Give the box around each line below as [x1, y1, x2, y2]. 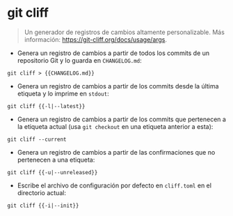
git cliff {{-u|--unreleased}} [7, 169, 98, 176]
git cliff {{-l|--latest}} [7, 102, 86, 109]
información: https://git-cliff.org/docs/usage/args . [24, 35, 168, 43]
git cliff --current [7, 136, 67, 143]
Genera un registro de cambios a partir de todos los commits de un [17, 49, 210, 57]
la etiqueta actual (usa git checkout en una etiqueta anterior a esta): [17, 122, 214, 130]
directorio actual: [17, 188, 66, 196]
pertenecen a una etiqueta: [17, 155, 95, 164]
